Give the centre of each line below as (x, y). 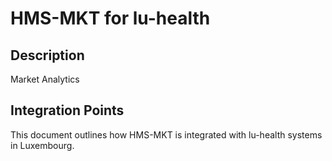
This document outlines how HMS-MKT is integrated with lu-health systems (166, 134)
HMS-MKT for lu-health (110, 18)
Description (47, 55)
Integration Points (67, 110)
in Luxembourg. (42, 145)
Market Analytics (45, 79)
